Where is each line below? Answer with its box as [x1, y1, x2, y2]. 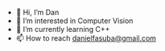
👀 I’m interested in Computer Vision [15, 16, 134, 25]
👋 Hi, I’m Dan [15, 8, 60, 17]
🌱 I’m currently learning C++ [15, 25, 110, 33]
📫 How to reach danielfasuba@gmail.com [15, 33, 157, 43]
